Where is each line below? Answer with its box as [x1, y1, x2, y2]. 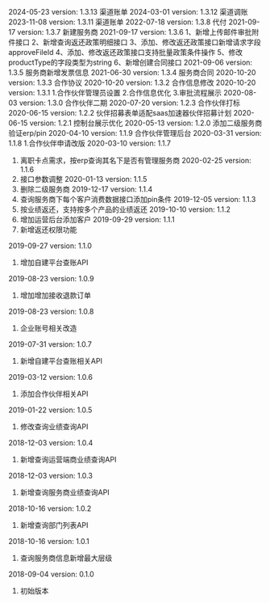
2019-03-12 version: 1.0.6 [8, 373, 93, 382]
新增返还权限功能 [19, 225, 77, 234]
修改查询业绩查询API [19, 422, 89, 431]
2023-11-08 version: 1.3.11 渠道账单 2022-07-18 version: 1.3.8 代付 [8, 17, 227, 27]
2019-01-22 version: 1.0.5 [8, 405, 93, 415]
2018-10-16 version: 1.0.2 [8, 504, 92, 513]
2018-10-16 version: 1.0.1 [8, 537, 90, 546]
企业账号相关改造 [19, 323, 77, 333]
